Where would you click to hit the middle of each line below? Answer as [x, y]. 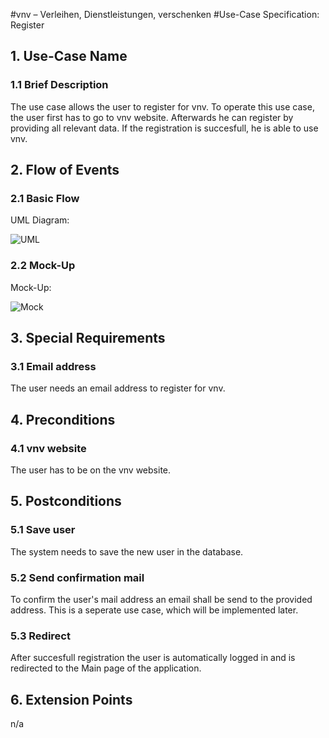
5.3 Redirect [40, 636]
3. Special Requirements [88, 338]
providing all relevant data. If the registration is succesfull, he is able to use [164, 128]
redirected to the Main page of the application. [106, 668]
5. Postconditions [66, 501]
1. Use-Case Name [69, 56]
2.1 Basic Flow [45, 198]
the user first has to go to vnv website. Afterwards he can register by [152, 117]
